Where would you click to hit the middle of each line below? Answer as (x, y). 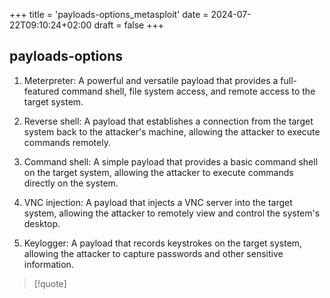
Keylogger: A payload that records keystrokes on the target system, (163, 243)
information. (48, 264)
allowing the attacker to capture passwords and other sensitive (153, 253)
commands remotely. (67, 142)
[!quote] (50, 283)
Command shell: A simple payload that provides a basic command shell (171, 161)
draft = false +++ (128, 25)
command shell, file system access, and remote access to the (188, 91)
